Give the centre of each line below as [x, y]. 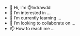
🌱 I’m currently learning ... [35, 18]
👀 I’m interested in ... [30, 13]
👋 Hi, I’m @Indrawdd [30, 8]
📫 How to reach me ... [32, 28]
